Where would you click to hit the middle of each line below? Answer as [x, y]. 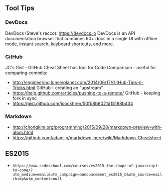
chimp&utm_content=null [37, 179]
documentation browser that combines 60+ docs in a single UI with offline [81, 38]
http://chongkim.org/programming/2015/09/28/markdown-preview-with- [87, 127]
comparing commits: [26, 73]
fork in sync [25, 98]
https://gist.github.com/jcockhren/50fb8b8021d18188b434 [73, 103]
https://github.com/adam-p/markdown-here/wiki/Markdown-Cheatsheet [87, 138]
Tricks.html [24, 88]
